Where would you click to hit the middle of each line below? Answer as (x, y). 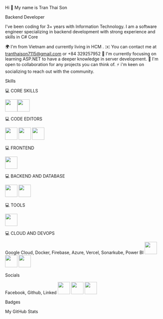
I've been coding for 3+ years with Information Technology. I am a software (81, 26)
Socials (12, 275)
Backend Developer (25, 17)
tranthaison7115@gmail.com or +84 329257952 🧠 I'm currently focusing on (81, 54)
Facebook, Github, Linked (31, 293)
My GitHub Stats (22, 311)
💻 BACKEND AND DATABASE (35, 176)
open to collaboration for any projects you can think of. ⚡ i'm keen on (75, 64)
